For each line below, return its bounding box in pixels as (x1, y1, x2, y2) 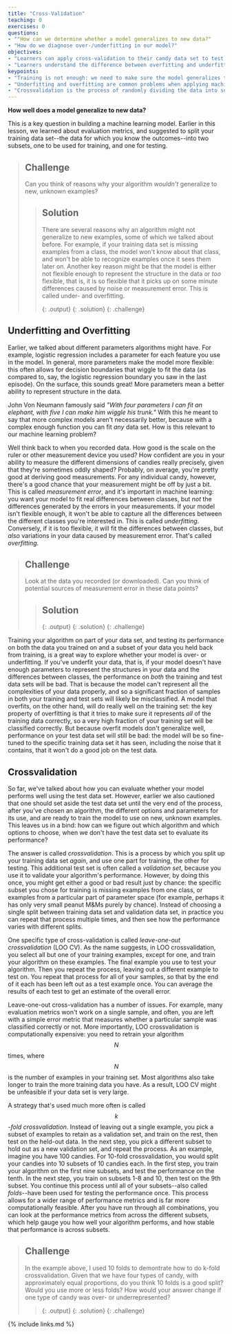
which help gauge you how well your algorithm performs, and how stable (8, 1218, 215, 1226)
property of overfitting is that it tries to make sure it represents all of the (8, 709, 211, 718)
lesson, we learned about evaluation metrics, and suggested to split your (8, 127, 214, 135)
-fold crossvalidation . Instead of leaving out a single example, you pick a (8, 1123, 214, 1131)
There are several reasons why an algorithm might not (41, 225, 196, 233)
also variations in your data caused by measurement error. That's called (8, 531, 212, 539)
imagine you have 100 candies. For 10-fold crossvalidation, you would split (8, 1152, 219, 1160)
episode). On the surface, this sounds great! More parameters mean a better (8, 380, 224, 388)
